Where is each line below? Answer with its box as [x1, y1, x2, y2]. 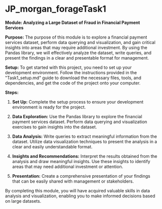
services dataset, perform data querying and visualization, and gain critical [5, 39, 156, 45]
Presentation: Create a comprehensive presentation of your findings [12, 173, 150, 179]
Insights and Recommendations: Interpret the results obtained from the [12, 153, 158, 159]
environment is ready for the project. [12, 104, 86, 110]
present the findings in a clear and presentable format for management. [5, 55, 149, 61]
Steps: [5, 89, 19, 95]
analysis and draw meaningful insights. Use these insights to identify [12, 158, 150, 164]
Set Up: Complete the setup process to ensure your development [12, 99, 144, 104]
